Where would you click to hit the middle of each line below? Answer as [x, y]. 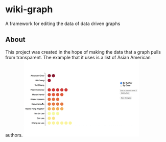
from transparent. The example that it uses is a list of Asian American [78, 57]
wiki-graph [29, 9]
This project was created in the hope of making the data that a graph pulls [83, 52]
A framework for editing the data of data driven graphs [63, 23]
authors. [14, 135]
